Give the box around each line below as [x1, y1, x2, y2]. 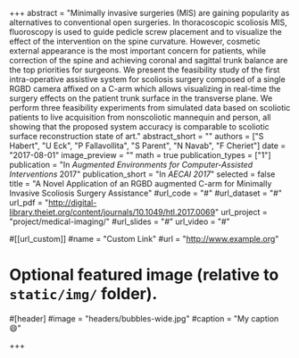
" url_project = [214, 207, 268, 217]
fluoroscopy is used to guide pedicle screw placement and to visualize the [9, 27, 283, 37]
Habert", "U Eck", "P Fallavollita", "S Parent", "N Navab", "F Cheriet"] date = [9, 140, 287, 151]
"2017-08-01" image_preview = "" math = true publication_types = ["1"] [9, 150, 271, 160]
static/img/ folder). [9, 284, 158, 304]
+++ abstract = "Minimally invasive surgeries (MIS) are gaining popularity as [9, 8, 290, 18]
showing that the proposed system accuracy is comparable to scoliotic [9, 121, 270, 132]
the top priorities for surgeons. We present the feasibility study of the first [9, 64, 280, 75]
